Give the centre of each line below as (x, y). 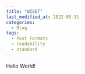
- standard (24, 50)
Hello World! (21, 66)
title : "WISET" (24, 11)
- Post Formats (30, 38)
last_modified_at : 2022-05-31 (43, 17)
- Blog (19, 28)
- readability (28, 44)
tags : (13, 33)
